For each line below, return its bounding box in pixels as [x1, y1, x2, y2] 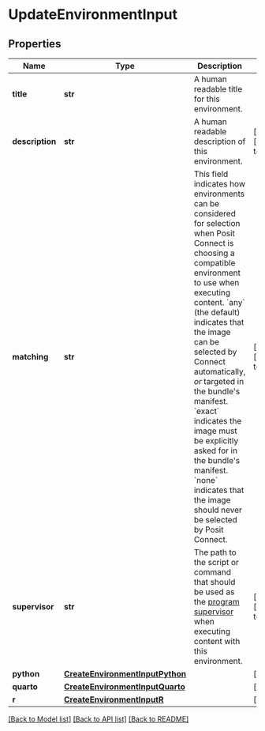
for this [193, 93, 221, 104]
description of [193, 136, 246, 147]
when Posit [193, 228, 235, 239]
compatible [193, 258, 236, 268]
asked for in [193, 445, 238, 456]
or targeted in [193, 376, 244, 386]
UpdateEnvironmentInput [8, 6, 177, 24]
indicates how [193, 179, 246, 189]
